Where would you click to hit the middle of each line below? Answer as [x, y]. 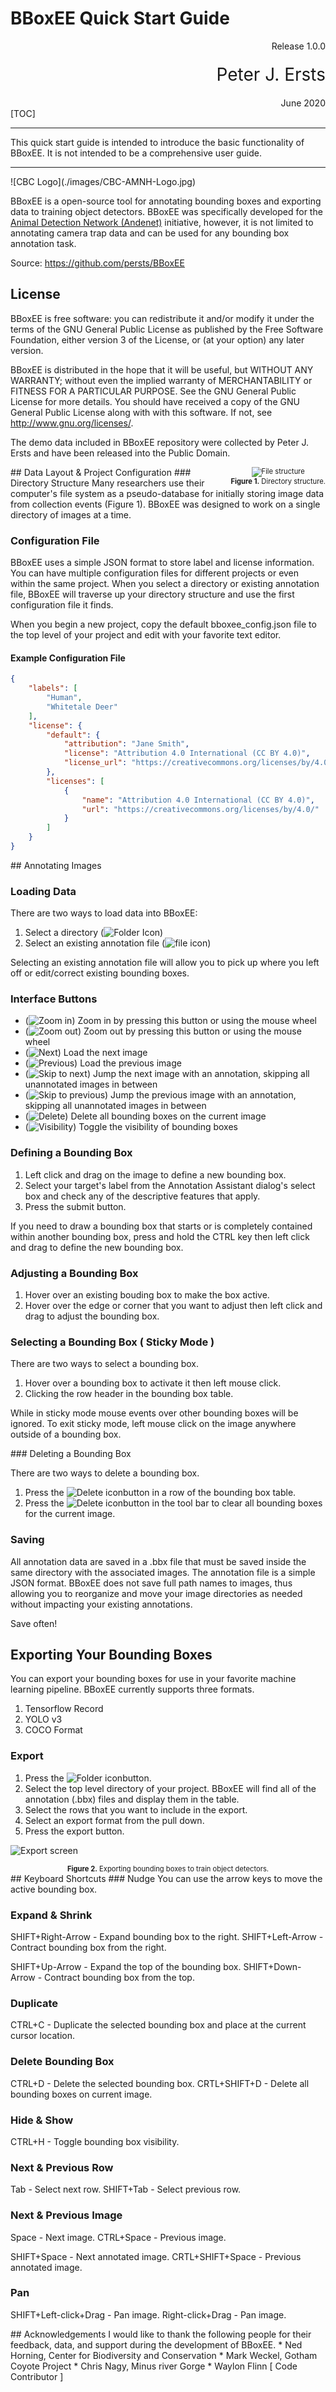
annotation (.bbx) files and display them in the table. [132, 1799]
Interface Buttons [54, 999]
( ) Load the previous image [103, 1063]
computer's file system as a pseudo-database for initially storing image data [167, 493]
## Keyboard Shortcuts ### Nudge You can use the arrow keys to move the [166, 1878]
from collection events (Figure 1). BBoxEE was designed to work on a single [165, 504]
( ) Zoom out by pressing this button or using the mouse [163, 1031]
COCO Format [53, 1730]
